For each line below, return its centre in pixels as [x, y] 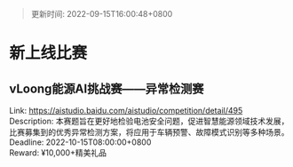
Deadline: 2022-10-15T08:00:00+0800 [80, 142]
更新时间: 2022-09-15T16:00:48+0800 [102, 14]
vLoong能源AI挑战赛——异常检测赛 [107, 88]
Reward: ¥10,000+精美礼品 [58, 153]
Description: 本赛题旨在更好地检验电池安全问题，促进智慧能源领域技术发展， [149, 121]
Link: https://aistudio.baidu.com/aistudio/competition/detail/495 [126, 111]
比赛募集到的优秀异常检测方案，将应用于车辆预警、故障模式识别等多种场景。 [149, 132]
